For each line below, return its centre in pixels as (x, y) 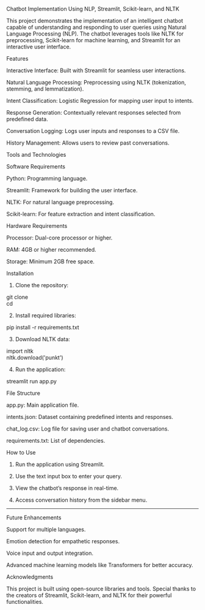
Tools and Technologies (36, 155)
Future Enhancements (34, 518)
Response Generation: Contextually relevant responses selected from (94, 112)
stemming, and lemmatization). (45, 89)
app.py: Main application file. (43, 405)
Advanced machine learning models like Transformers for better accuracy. (100, 565)
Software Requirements (36, 167)
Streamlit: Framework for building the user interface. (72, 190)
